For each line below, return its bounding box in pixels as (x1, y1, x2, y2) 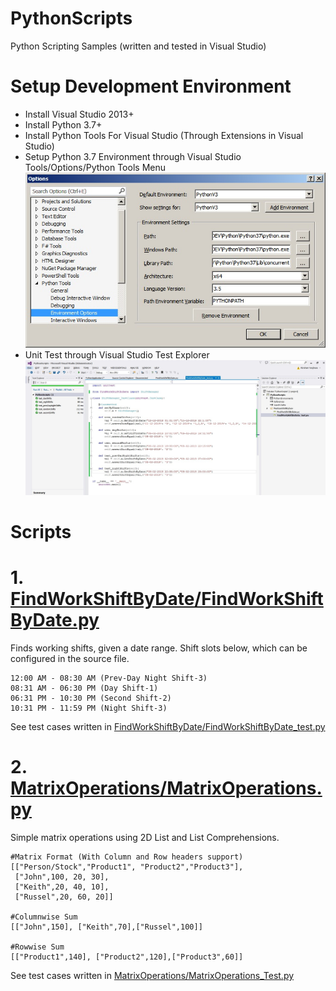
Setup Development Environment (10, 75, 292, 98)
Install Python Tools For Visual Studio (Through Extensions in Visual (24, 129, 304, 141)
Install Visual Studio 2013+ (24, 108, 135, 120)
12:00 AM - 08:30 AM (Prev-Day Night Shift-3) (10, 673, 208, 683)
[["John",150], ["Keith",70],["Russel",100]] (10, 922, 203, 932)
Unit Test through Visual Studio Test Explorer (24, 348, 210, 361)
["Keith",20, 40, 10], (14, 882, 110, 892)
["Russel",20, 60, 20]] (14, 892, 114, 902)
